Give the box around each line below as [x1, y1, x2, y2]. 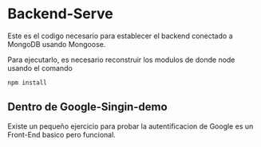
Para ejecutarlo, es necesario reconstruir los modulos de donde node [7, 55, 235, 64]
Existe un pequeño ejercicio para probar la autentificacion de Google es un [7, 121, 254, 131]
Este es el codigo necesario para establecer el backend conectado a [7, 31, 233, 41]
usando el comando [7, 63, 73, 72]
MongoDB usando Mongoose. [7, 39, 106, 48]
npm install [7, 79, 47, 87]
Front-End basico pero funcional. [7, 130, 117, 139]
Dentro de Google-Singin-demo [7, 100, 168, 114]
